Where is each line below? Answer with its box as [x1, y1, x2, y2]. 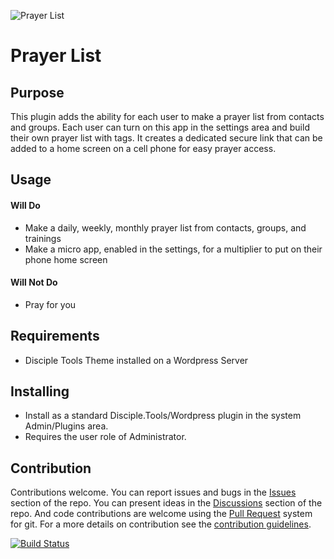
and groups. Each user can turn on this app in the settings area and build [10, 121, 310, 133]
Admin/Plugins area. [24, 420, 109, 432]
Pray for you [24, 298, 77, 310]
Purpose [10, 84, 65, 101]
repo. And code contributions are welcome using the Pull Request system [10, 508, 313, 520]
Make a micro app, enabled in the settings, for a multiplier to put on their [24, 243, 323, 255]
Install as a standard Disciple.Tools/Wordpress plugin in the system [24, 410, 302, 422]
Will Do [10, 199, 41, 211]
